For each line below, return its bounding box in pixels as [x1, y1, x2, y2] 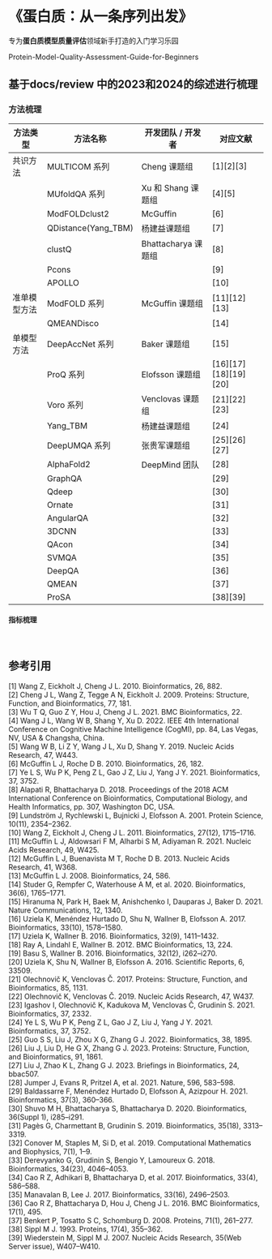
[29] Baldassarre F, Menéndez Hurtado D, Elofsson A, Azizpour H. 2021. [8, 1086, 249, 1096]
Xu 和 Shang [141, 182, 189, 193]
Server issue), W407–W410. [8, 1241, 101, 1251]
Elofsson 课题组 [141, 368, 201, 380]
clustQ [47, 243, 72, 255]
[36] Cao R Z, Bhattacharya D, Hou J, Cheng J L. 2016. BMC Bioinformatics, [8, 1198, 261, 1208]
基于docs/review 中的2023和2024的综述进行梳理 [8, 78, 258, 92]
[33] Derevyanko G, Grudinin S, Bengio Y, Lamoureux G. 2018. [8, 1155, 215, 1165]
